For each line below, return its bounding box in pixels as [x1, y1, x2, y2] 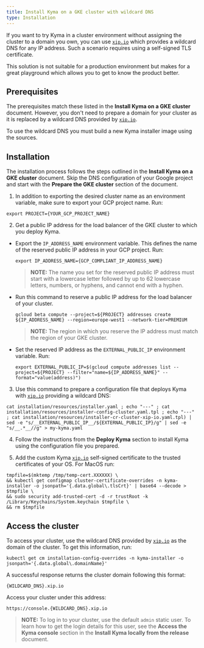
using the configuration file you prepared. [15, 442, 120, 449]
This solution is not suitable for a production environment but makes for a [6, 62, 191, 70]
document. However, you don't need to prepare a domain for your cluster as [6, 109, 197, 116]
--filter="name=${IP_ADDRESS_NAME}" [66, 370, 160, 376]
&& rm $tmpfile [6, 504, 45, 510]
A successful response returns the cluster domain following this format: [6, 571, 186, 579]
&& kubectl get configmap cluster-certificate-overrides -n [6, 477, 163, 484]
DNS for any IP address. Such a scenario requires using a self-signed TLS [6, 44, 192, 52]
